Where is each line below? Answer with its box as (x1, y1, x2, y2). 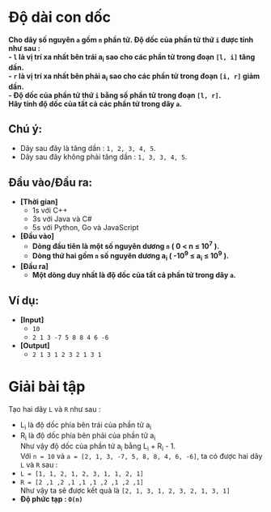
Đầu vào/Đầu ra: (8, 175, 93, 189)
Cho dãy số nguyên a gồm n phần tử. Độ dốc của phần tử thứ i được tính (8, 35, 254, 44)
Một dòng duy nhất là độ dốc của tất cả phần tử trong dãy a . (32, 271, 236, 280)
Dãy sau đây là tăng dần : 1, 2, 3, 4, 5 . (19, 144, 156, 153)
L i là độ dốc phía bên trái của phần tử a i (19, 420, 152, 431)
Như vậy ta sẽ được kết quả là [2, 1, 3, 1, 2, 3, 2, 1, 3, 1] (19, 485, 231, 496)
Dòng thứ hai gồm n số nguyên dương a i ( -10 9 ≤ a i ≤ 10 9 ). (32, 250, 229, 262)
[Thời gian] (19, 197, 58, 207)
